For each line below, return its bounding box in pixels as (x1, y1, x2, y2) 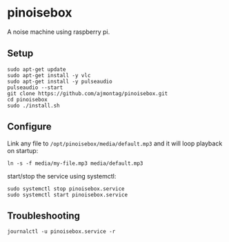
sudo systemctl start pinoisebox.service (7, 191, 128, 198)
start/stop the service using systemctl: (7, 172, 117, 180)
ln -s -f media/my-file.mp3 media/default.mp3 (7, 160, 143, 167)
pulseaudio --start (7, 84, 63, 91)
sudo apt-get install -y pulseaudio (7, 78, 112, 85)
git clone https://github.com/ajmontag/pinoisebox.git (7, 90, 168, 97)
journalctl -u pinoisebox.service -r (7, 228, 116, 235)
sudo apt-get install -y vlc (7, 72, 91, 79)
